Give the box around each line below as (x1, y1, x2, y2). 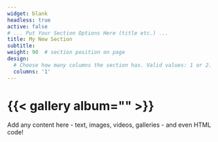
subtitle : (7, 42, 36, 49)
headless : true (7, 17, 51, 24)
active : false (7, 23, 48, 30)
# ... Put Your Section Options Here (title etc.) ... (7, 29, 169, 37)
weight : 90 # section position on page (7, 49, 126, 56)
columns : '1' (13, 68, 51, 75)
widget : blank (7, 10, 48, 17)
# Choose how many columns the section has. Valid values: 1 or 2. (13, 62, 212, 69)
